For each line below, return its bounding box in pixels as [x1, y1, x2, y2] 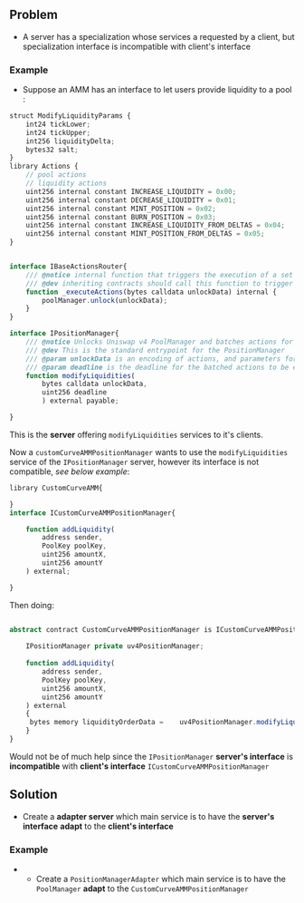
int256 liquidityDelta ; [25, 136, 116, 146]
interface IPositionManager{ [9, 329, 119, 338]
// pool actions [25, 170, 88, 180]
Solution [9, 787, 58, 802]
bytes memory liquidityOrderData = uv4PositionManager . [29, 718, 257, 727]
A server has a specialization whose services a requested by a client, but [22, 31, 296, 42]
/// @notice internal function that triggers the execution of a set [25, 270, 294, 279]
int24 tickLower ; [25, 120, 91, 129]
